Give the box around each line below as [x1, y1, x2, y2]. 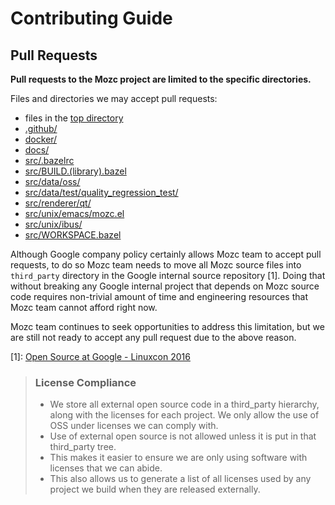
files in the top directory [24, 112, 124, 124]
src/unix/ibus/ [24, 218, 83, 230]
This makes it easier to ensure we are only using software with [49, 452, 308, 464]
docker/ [24, 133, 58, 145]
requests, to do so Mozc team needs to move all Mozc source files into [10, 259, 302, 271]
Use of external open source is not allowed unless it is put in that [49, 430, 317, 442]
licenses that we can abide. [49, 462, 163, 474]
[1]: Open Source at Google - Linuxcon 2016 [10, 351, 191, 362]
